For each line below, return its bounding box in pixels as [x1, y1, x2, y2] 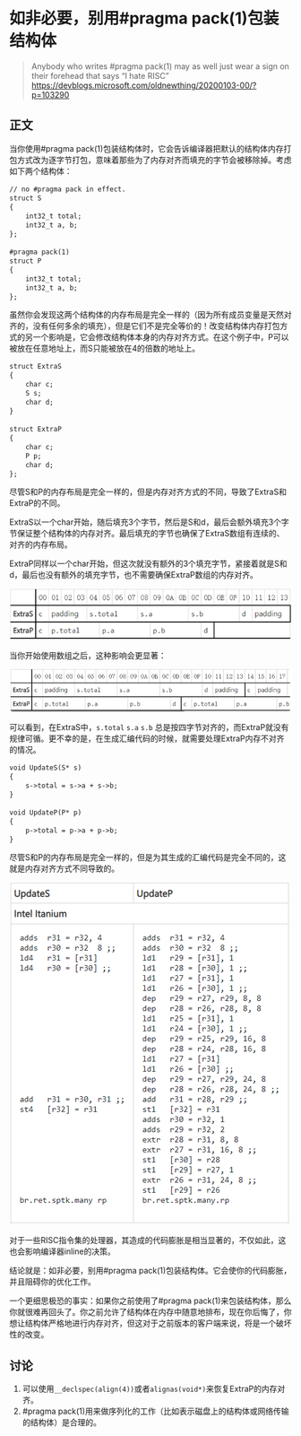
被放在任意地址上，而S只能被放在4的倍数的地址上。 [9, 343, 201, 353]
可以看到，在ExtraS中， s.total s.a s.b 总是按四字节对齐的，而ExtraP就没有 [9, 722, 289, 733]
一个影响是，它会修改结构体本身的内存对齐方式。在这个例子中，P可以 [32, 331, 289, 342]
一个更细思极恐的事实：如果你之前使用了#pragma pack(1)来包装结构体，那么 [9, 1295, 292, 1306]
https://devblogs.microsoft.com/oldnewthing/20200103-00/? [30, 80, 257, 91]
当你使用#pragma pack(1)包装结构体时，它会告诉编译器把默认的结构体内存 [9, 143, 284, 153]
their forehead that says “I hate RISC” [30, 70, 169, 81]
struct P [9, 257, 42, 265]
